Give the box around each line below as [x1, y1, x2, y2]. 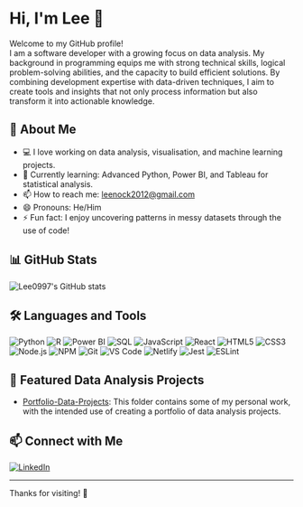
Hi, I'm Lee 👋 [9, 8, 105, 29]
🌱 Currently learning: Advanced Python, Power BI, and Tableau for [22, 169, 269, 180]
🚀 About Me [9, 122, 77, 137]
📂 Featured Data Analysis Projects [9, 372, 205, 388]
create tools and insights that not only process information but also [9, 86, 259, 97]
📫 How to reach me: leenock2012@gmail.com [22, 189, 196, 200]
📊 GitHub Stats [9, 252, 97, 268]
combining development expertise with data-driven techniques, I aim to [9, 76, 275, 87]
